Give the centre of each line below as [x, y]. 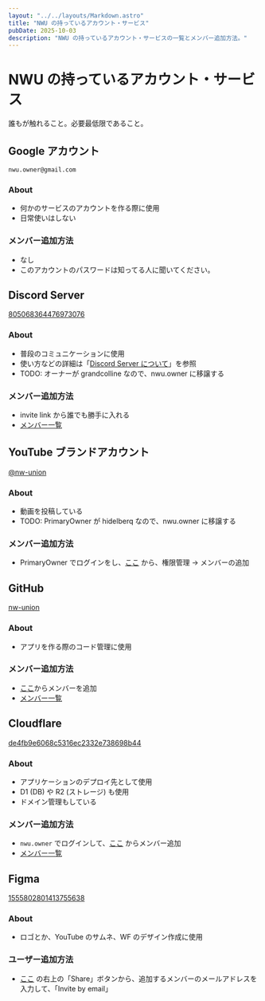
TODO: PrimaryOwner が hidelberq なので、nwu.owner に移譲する [128, 521]
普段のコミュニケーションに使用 [72, 353]
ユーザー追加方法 [41, 960]
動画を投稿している [51, 511]
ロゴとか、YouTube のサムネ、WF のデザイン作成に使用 [111, 937]
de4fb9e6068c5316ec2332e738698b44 [75, 743]
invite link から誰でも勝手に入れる [74, 415]
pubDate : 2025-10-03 [43, 30]
